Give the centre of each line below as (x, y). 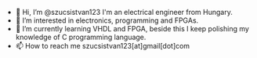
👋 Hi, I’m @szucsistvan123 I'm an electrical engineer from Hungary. (124, 12)
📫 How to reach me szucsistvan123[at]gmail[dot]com (103, 46)
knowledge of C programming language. (81, 37)
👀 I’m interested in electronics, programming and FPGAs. (107, 20)
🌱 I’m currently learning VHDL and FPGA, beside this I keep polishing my (132, 29)
